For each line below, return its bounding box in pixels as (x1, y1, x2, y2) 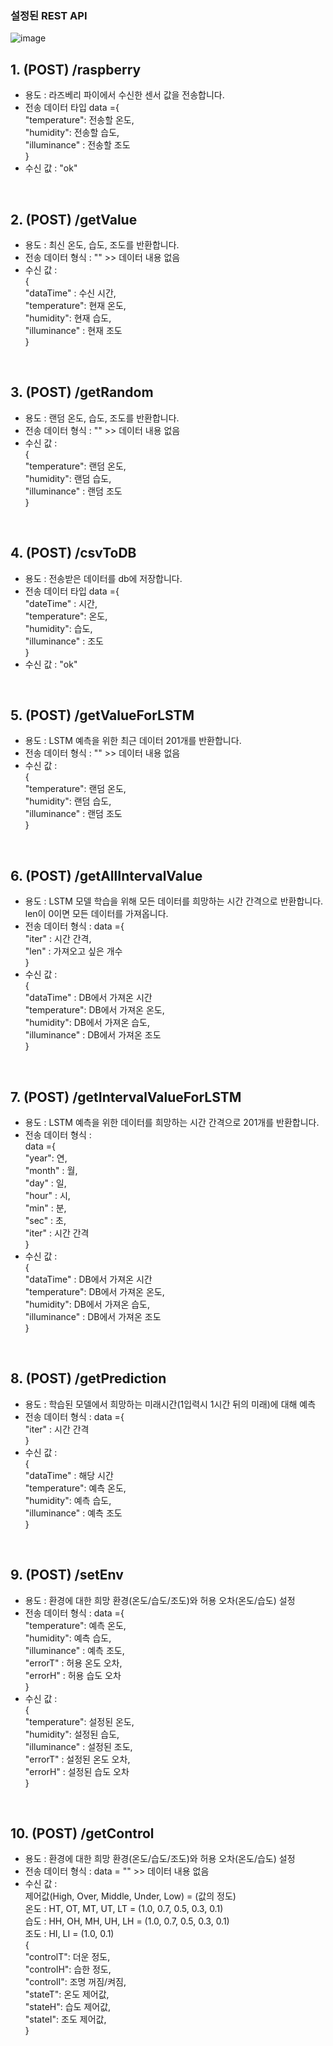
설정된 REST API (10, 8, 88, 22)
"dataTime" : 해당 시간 (24, 1469, 114, 1481)
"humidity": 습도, (24, 622, 93, 634)
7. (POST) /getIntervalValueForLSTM (10, 1088, 242, 1106)
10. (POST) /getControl (10, 1825, 155, 1842)
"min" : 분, (24, 1202, 67, 1214)
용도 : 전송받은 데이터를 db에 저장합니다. (24, 572, 183, 584)
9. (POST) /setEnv (10, 1567, 124, 1584)
